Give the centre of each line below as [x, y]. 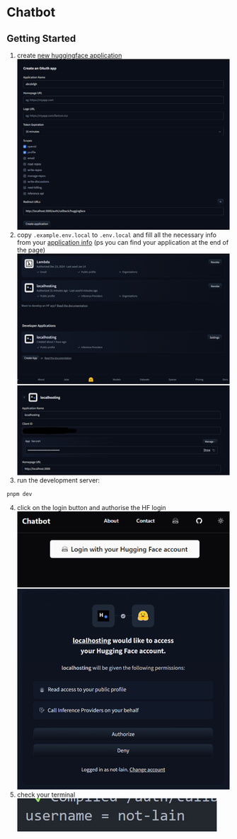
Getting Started [41, 39]
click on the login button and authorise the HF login [92, 508]
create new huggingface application [69, 55]
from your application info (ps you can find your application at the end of [123, 242]
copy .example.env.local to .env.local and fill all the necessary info [117, 235]
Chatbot [31, 12]
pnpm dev [19, 494]
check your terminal [46, 794]
